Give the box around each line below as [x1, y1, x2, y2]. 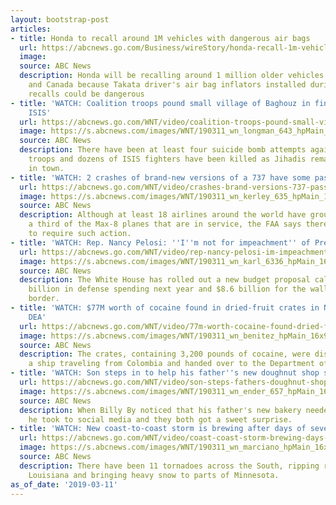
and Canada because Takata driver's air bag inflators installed [28, 80, 307, 90]
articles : [10, 24, 52, 34]
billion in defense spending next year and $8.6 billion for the [28, 284, 307, 295]
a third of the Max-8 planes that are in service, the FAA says [28, 219, 302, 230]
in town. [28, 163, 65, 173]
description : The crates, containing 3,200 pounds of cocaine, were [19, 349, 311, 360]
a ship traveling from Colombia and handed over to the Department [28, 359, 315, 369]
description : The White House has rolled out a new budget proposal [19, 275, 311, 285]
